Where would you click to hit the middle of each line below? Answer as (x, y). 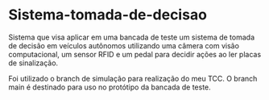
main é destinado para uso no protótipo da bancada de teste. (110, 87)
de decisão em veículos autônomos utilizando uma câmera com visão (124, 45)
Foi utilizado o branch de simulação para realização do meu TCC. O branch (133, 78)
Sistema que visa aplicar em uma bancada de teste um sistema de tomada (132, 37)
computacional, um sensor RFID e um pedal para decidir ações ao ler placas (135, 54)
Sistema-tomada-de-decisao (108, 15)
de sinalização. (33, 63)
